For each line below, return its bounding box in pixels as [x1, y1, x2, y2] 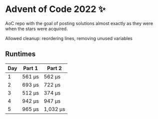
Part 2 [47, 64, 62, 71]
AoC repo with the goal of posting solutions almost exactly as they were [5, 20, 153, 26]
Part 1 [23, 64, 38, 71]
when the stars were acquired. [5, 25, 68, 31]
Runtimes [5, 50, 36, 58]
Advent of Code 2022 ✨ [5, 3, 106, 15]
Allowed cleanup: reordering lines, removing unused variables [5, 35, 132, 41]
